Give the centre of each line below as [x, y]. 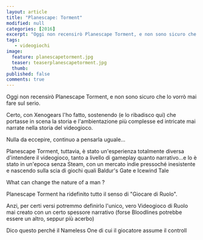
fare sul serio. [23, 103]
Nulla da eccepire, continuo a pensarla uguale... [66, 139]
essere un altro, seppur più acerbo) [50, 219]
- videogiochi [32, 46]
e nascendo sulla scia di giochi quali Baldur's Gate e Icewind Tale [88, 171]
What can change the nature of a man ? [55, 182]
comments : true [25, 79]
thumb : [20, 68]
